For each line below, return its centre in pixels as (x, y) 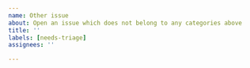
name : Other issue (38, 15)
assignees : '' (32, 45)
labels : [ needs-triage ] (47, 38)
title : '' (25, 30)
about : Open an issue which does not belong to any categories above (125, 23)
